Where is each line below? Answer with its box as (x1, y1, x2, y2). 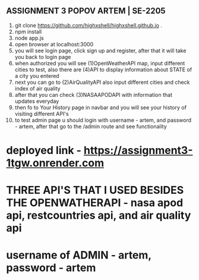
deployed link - (6, 144, 82, 157)
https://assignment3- (83, 144, 193, 157)
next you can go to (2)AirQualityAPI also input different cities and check (14, 78, 190, 86)
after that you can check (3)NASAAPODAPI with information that (14, 91, 172, 98)
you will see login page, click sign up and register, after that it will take (14, 47, 187, 54)
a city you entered (14, 72, 59, 79)
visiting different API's (14, 110, 70, 117)
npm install (14, 28, 42, 35)
